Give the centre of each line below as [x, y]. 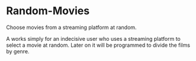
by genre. [18, 51]
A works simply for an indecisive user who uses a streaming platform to [93, 38]
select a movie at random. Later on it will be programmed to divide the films [98, 45]
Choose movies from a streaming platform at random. [72, 27]
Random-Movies [48, 11]
